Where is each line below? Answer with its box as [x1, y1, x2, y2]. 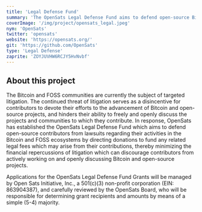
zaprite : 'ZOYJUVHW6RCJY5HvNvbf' [6, 53, 90, 59]
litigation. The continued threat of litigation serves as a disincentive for [6, 98, 181, 105]
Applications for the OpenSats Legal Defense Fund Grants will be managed [6, 174, 192, 181]
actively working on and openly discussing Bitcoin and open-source [6, 156, 175, 163]
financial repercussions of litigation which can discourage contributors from [6, 149, 194, 156]
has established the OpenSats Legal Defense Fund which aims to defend [6, 124, 186, 131]
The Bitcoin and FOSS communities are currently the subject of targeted [6, 91, 185, 99]
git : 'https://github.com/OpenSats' [6, 43, 98, 49]
